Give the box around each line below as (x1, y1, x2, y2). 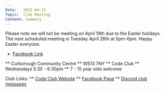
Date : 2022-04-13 (5, 7, 46, 13)
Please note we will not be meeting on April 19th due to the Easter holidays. (5, 31, 161, 37)
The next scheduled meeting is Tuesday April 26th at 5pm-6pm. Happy (5, 36, 152, 42)
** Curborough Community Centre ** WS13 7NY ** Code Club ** (5, 61, 140, 67)
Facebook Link (12, 51, 43, 57)
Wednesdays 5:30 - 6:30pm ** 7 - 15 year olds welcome (5, 66, 122, 72)
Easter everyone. (5, 41, 41, 47)
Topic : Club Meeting (5, 12, 51, 17)
